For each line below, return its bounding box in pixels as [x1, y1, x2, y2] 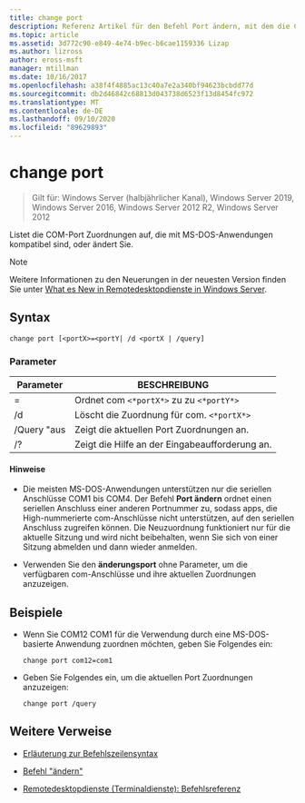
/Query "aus [14, 423, 66, 436]
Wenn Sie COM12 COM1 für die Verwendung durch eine [22, 629, 231, 640]
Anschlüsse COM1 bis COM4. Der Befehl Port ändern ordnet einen [22, 493, 272, 504]
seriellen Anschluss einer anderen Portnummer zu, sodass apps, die [22, 503, 279, 514]
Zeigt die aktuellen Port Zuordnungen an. [74, 423, 250, 436]
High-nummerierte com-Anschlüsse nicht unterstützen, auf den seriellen [22, 512, 295, 523]
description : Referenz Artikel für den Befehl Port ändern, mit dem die [9, 22, 290, 31]
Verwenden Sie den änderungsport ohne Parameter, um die [22, 560, 248, 570]
